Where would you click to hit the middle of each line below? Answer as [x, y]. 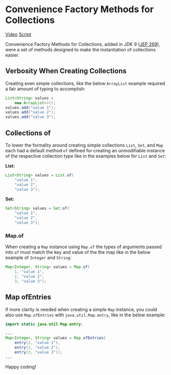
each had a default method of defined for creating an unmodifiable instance [85, 150]
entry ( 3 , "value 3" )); [39, 352]
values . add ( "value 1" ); [31, 108]
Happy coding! [21, 367]
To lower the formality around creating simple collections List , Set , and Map [84, 145]
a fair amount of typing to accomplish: [45, 89]
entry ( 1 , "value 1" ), [37, 343]
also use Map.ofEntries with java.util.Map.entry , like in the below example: [86, 315]
